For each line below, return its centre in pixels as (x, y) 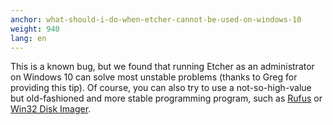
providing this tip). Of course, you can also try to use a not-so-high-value (161, 88)
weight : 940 (35, 29)
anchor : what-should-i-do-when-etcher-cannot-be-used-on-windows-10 (156, 19)
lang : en (28, 38)
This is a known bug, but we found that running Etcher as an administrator (162, 67)
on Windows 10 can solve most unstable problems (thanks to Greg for (154, 77)
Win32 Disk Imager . (51, 109)
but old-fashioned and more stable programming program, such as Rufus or (166, 98)
